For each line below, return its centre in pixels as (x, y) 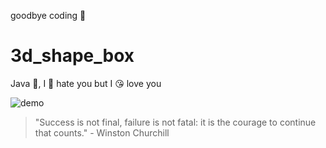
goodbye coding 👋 (48, 15)
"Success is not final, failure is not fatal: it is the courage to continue (175, 122)
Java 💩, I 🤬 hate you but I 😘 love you (86, 83)
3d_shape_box (72, 56)
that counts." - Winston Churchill (102, 132)
